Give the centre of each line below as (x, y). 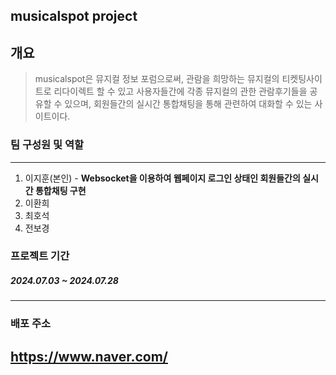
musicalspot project (74, 16)
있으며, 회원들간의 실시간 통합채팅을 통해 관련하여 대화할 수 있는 (188, 104)
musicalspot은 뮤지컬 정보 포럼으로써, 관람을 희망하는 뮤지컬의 (157, 79)
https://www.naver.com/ (89, 356)
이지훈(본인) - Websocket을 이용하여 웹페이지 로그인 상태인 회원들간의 (162, 178)
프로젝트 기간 (40, 256)
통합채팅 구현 (60, 190)
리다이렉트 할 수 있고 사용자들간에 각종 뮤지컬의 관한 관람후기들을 (180, 91)
